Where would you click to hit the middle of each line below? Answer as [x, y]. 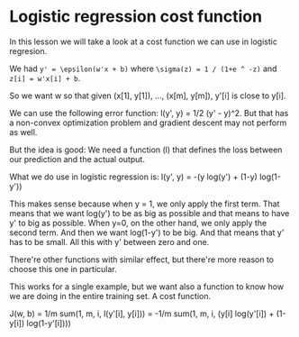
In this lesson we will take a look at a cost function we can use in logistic [143, 41]
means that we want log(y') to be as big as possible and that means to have [149, 213]
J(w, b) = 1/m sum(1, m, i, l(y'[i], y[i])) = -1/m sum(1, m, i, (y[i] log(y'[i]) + [142, 314]
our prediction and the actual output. [77, 159]
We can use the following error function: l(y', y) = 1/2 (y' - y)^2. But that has [149, 113]
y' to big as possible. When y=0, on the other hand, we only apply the [138, 223]
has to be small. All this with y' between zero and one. [109, 241]
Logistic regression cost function [136, 17]
